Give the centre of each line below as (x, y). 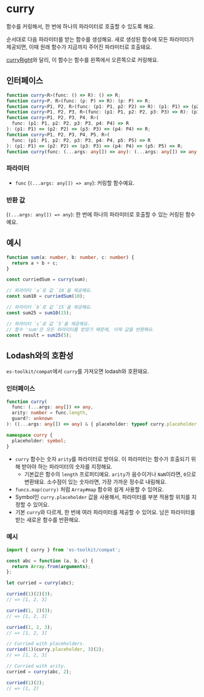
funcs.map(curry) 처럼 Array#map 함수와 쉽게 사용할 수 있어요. (89, 489)
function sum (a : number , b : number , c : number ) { (70, 257)
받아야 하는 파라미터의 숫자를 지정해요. (67, 466)
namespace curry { (29, 435)
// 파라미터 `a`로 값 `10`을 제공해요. (49, 290)
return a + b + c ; (35, 263)
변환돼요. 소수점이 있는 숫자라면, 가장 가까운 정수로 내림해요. (95, 481)
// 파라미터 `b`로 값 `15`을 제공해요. (49, 307)
